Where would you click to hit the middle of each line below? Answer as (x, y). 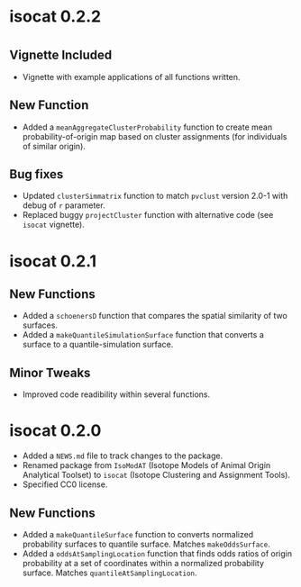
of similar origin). (54, 146)
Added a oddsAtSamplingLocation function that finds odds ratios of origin (157, 553)
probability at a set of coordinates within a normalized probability (143, 563)
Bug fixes (36, 174)
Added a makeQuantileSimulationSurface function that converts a (143, 335)
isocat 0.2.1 (53, 261)
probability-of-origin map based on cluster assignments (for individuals (155, 136)
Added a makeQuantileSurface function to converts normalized (138, 534)
